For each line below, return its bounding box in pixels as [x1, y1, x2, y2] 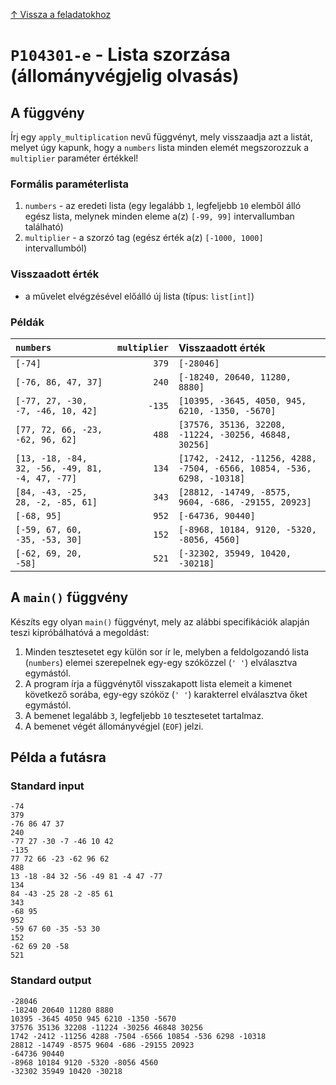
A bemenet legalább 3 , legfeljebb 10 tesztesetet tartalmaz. [24, 709, 265, 721]
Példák [10, 315, 45, 329]
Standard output [10, 974, 92, 988]
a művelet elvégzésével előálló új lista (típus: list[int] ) [24, 290, 255, 302]
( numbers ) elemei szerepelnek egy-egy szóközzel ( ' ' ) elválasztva [24, 656, 298, 668]
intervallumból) [24, 242, 88, 254]
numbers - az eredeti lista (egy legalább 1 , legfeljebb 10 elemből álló [24, 200, 302, 212]
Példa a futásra [10, 749, 107, 766]
